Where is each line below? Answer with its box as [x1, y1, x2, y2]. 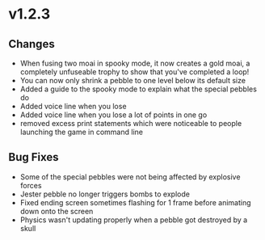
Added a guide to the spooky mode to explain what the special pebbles [19, 84, 257, 94]
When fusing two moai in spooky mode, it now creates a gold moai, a [19, 58, 250, 68]
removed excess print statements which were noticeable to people [19, 119, 242, 128]
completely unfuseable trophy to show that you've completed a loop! [19, 67, 250, 77]
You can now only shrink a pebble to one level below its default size [19, 76, 246, 85]
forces [19, 180, 42, 190]
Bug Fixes [8, 150, 59, 164]
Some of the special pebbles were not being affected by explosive [19, 171, 241, 182]
